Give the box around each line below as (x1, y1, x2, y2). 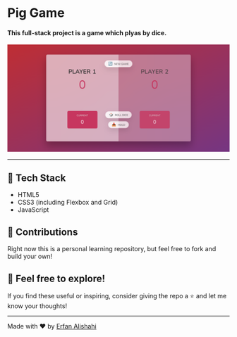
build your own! (7, 252, 53, 261)
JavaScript (17, 205, 49, 214)
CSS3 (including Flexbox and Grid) (17, 198, 119, 207)
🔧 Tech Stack (7, 172, 66, 184)
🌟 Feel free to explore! (7, 272, 106, 284)
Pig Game (7, 5, 65, 21)
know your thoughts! (7, 301, 68, 310)
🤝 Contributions (7, 226, 78, 238)
